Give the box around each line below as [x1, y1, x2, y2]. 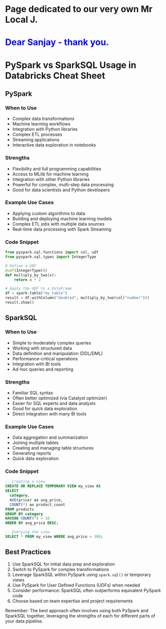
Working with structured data [12, 345, 72, 351]
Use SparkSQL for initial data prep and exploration [12, 561, 115, 567]
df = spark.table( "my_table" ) [5, 291, 68, 296]
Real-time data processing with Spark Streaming [12, 226, 111, 232]
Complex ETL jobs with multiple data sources [12, 221, 105, 227]
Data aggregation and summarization [12, 435, 88, 441]
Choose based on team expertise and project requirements [12, 598, 133, 604]
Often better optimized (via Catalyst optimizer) [12, 395, 108, 401]
